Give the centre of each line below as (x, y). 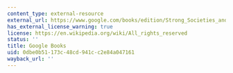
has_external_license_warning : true (60, 26)
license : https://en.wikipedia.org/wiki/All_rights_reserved (97, 33)
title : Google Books (37, 46)
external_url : (28, 20)
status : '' (23, 40)
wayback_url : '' (31, 59)
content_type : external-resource (55, 14)
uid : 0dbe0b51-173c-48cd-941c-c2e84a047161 (71, 53)
